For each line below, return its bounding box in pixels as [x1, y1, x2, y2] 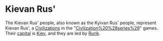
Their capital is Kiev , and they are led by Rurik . [5, 30, 101, 36]
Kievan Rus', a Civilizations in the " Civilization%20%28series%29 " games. [5, 25, 159, 31]
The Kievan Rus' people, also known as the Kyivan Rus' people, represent [5, 20, 157, 26]
